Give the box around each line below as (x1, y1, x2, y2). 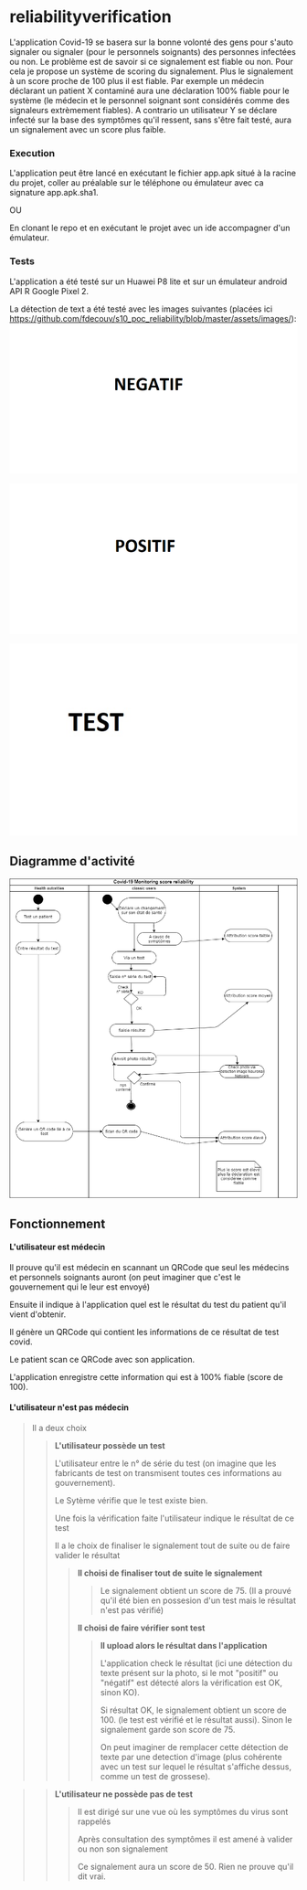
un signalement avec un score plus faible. (9, 123, 166, 134)
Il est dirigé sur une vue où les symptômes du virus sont (77, 1806, 289, 1817)
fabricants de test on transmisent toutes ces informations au (54, 1467, 282, 1478)
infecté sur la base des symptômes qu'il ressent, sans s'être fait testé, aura (9, 114, 292, 125)
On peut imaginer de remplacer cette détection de (100, 1741, 290, 1752)
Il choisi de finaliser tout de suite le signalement (77, 1567, 263, 1578)
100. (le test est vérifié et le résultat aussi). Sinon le (100, 1714, 292, 1725)
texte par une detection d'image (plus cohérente (100, 1751, 282, 1762)
